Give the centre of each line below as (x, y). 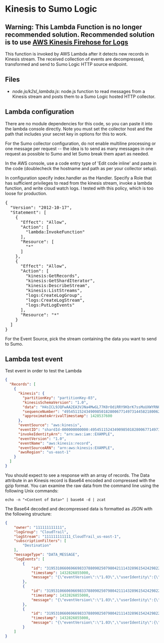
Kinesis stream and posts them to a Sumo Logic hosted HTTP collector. (84, 97)
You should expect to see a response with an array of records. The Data (77, 475)
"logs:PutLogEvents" (50, 305)
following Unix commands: (32, 490)
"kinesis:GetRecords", (53, 276)
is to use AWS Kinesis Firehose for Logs (67, 42)
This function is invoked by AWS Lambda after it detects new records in (77, 54)
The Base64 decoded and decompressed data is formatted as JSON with (79, 508)
